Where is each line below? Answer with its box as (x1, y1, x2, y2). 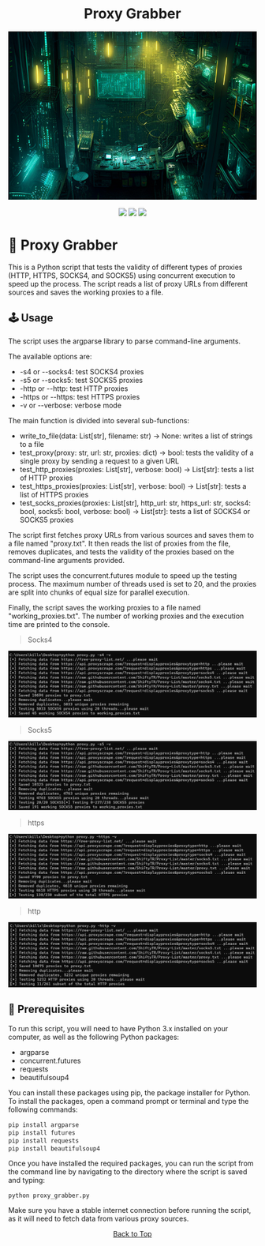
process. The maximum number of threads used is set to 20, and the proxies (8, 579, 257, 588)
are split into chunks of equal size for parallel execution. (8, 587, 190, 597)
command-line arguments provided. (8, 555, 125, 565)
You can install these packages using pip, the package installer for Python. (8, 1087, 251, 1098)
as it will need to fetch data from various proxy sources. (8, 1214, 189, 1223)
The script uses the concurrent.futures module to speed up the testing (8, 570, 237, 580)
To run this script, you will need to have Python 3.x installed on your (8, 1023, 229, 1033)
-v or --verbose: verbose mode (19, 400, 122, 410)
